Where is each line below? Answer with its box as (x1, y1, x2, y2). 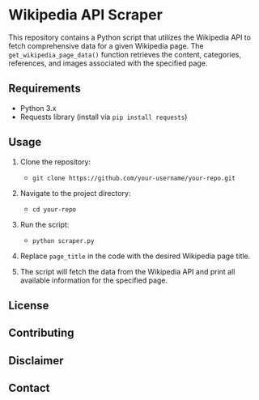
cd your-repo (32, 205, 77, 214)
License (8, 298, 49, 313)
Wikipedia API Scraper (8, 6, 163, 24)
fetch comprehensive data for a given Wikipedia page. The (8, 40, 204, 50)
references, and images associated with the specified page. (8, 58, 208, 68)
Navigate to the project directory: (19, 188, 131, 198)
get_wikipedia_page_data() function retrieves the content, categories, (8, 49, 241, 59)
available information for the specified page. (19, 275, 168, 285)
